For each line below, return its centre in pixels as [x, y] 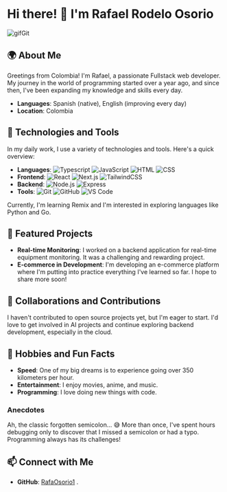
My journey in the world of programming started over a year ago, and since [113, 82]
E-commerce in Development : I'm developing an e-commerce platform [118, 265]
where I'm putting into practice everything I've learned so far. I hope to [117, 272]
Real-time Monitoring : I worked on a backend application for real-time [117, 250]
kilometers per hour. [45, 378]
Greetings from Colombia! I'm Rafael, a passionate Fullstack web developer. [114, 76]
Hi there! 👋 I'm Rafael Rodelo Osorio [110, 14]
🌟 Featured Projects [50, 233]
